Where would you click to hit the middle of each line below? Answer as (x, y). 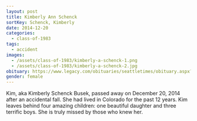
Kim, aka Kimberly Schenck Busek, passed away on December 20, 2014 (93, 94)
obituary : (18, 71)
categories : (21, 33)
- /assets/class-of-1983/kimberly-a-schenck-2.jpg (74, 66)
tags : (13, 44)
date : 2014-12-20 (27, 28)
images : (16, 55)
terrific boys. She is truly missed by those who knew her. (74, 112)
